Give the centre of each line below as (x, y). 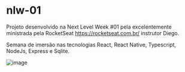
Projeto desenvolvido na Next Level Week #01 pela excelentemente (89, 27)
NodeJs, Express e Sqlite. (38, 51)
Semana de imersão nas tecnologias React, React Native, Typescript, (91, 45)
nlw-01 (24, 10)
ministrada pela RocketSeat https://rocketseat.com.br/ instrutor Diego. (93, 33)
